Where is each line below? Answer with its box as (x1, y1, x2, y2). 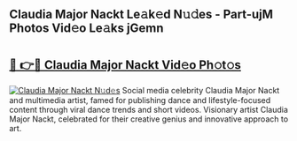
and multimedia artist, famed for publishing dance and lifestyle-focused (9, 95, 271, 105)
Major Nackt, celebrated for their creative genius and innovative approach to (9, 114, 289, 124)
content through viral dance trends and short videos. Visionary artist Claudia (9, 105, 288, 115)
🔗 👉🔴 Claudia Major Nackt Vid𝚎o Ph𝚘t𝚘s (9, 57, 241, 72)
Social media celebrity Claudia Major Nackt (121, 85, 280, 95)
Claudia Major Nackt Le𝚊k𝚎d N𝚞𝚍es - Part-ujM (9, 7, 273, 22)
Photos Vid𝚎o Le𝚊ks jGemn (9, 21, 164, 36)
